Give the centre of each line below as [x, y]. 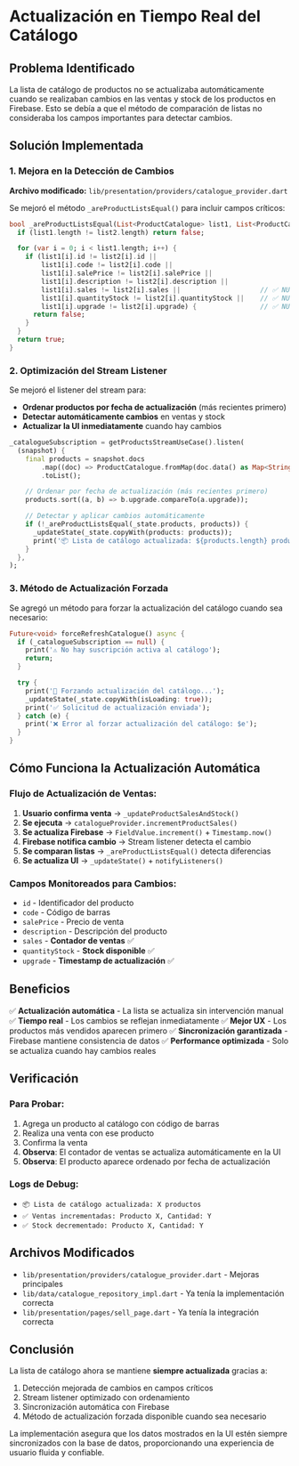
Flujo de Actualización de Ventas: [83, 794]
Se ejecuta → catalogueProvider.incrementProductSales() [130, 822]
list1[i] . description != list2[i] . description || [135, 281]
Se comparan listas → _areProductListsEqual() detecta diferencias [146, 851]
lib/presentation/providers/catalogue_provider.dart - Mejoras [141, 1274]
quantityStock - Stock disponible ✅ [88, 951]
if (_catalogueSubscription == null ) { [91, 642]
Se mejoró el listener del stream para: [78, 390]
